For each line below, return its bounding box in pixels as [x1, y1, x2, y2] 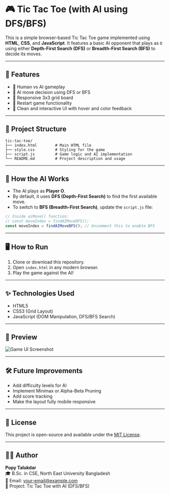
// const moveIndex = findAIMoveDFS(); [5, 219, 90, 224]
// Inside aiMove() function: [5, 214, 69, 219]
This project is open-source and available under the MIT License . [5, 432, 141, 438]
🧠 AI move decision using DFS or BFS [12, 89, 91, 95]
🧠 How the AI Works [5, 174, 69, 183]
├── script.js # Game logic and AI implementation [5, 151, 133, 157]
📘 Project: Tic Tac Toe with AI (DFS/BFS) [5, 483, 90, 489]
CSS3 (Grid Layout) [12, 308, 53, 314]
